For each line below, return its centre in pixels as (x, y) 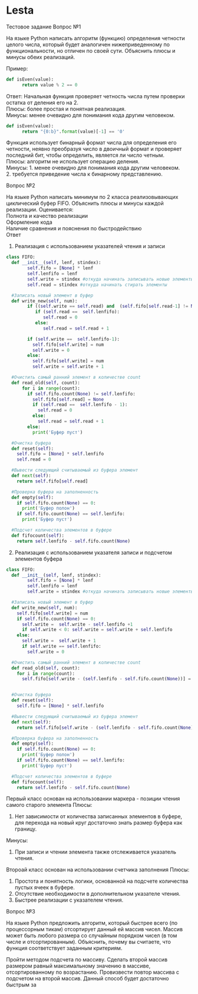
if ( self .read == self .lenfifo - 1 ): (80, 405)
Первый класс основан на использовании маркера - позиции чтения (93, 799)
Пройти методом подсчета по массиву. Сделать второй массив (87, 960)
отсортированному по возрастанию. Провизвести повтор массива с (93, 972)
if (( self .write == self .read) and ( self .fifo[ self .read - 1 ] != (108, 306)
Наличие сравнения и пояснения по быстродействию (74, 229)
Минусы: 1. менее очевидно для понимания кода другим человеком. (93, 168)
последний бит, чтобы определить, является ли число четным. (85, 155)
